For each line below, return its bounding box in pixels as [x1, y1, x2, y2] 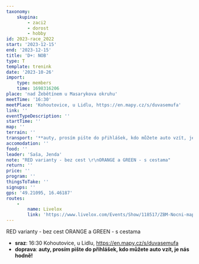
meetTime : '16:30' [6, 96, 52, 102]
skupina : [17, 14, 38, 20]
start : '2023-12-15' [6, 42, 57, 48]
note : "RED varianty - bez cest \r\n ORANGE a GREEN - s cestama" [6, 157, 171, 163]
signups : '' [6, 184, 36, 190]
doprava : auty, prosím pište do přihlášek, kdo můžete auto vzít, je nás [14, 246, 190, 253]
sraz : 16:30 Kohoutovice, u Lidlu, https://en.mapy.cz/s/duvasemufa [14, 240, 179, 246]
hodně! [14, 252, 33, 259]
